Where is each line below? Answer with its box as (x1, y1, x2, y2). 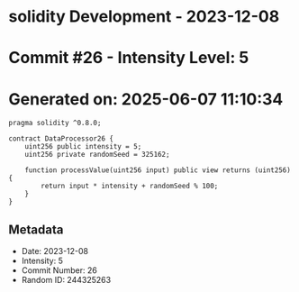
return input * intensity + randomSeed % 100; (41, 182, 219, 191)
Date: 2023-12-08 (21, 246, 89, 257)
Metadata (8, 222, 64, 237)
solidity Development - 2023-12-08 (8, 6, 280, 27)
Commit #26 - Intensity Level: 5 (8, 48, 249, 68)
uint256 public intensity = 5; (24, 142, 142, 151)
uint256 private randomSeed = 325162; (24, 151, 170, 160)
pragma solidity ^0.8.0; (8, 119, 102, 128)
